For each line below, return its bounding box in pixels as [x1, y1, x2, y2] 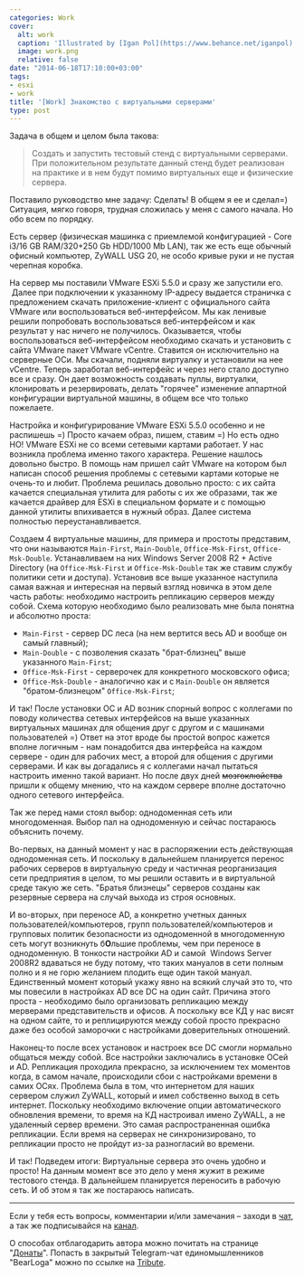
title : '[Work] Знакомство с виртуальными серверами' [9, 97, 217, 107]
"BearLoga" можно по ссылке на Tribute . [9, 1257, 166, 1268]
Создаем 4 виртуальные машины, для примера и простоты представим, [9, 534, 291, 544]
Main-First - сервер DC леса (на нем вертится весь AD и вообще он [22, 628, 288, 638]
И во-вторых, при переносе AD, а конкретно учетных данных [9, 910, 247, 921]
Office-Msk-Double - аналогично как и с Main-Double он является [22, 676, 270, 687]
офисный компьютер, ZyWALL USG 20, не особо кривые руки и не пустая [9, 251, 295, 261]
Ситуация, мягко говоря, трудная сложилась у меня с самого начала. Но [9, 204, 294, 215]
